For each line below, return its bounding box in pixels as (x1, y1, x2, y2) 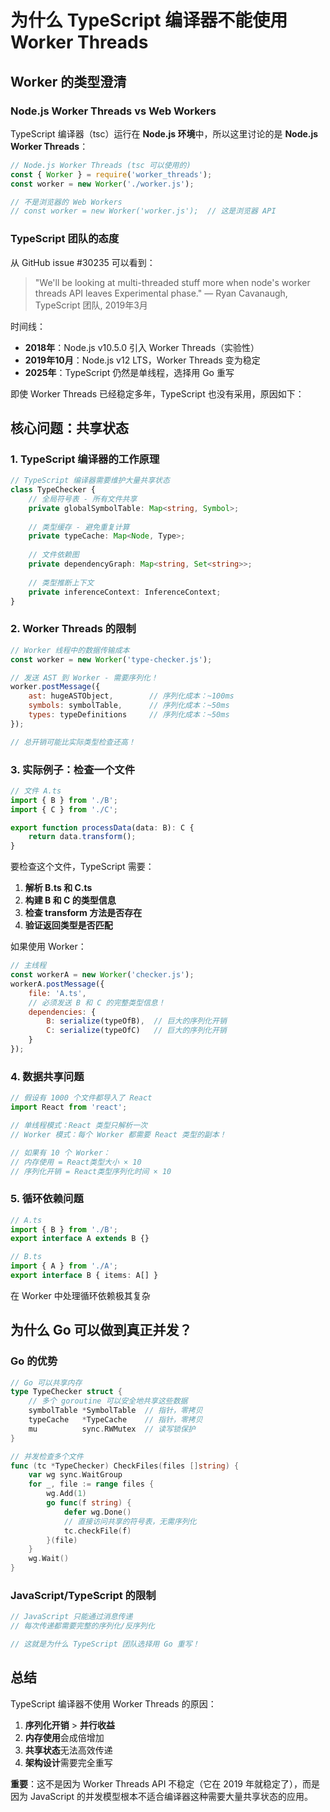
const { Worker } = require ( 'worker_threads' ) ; (10, 169, 213, 180)
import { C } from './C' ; (10, 804, 118, 815)
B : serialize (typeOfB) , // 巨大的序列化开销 (46, 1016, 227, 1026)
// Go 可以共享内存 (10, 1377, 83, 1388)
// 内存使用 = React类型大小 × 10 (10, 1157, 142, 1167)
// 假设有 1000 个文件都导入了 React (10, 1093, 153, 1103)
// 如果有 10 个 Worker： (10, 1147, 111, 1158)
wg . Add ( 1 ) (46, 1489, 87, 1499)
